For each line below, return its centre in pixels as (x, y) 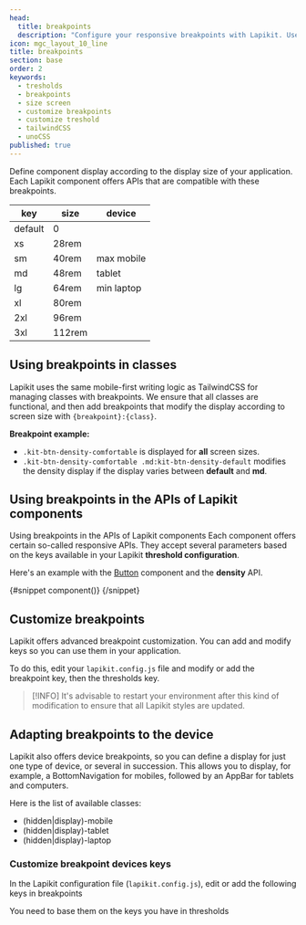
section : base (36, 60)
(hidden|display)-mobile (68, 821)
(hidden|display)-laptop (67, 840)
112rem (71, 332)
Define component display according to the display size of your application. (151, 171)
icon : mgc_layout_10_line (58, 43)
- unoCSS (34, 137)
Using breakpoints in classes (93, 365)
